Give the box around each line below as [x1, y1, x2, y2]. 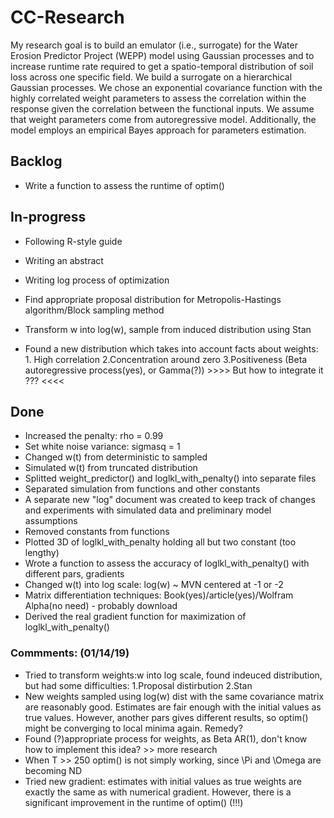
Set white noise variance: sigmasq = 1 [24, 441, 181, 453]
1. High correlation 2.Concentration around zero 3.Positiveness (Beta [24, 353, 308, 365]
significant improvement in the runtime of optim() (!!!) [24, 796, 244, 808]
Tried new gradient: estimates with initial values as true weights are [24, 775, 302, 787]
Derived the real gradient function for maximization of [24, 611, 247, 623]
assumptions [24, 515, 78, 527]
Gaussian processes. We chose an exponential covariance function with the [10, 81, 323, 93]
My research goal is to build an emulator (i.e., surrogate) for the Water [10, 39, 298, 51]
